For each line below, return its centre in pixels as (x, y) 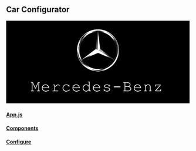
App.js (14, 115)
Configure (19, 142)
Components (22, 128)
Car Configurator (38, 10)
